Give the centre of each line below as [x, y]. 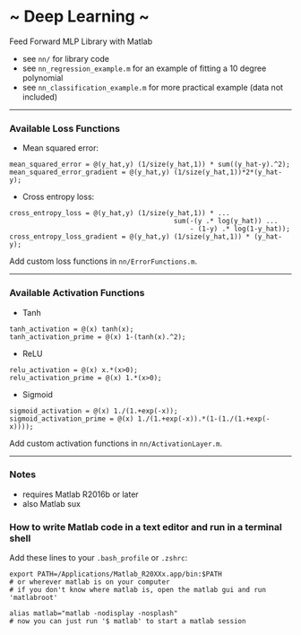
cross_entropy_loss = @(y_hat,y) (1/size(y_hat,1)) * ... [120, 213]
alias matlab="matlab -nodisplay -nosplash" [94, 613]
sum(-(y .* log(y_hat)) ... [226, 222]
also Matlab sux [51, 503]
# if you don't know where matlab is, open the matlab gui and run [138, 590]
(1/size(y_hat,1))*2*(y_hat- [228, 172]
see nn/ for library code [66, 58]
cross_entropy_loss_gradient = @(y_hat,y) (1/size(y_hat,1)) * [130, 237]
